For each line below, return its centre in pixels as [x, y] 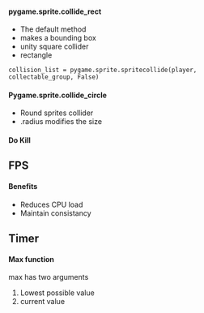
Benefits [23, 186]
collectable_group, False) [54, 77]
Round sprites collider [57, 113]
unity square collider [54, 47]
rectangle [36, 55]
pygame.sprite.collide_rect [55, 11]
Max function [32, 259]
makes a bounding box [58, 38]
